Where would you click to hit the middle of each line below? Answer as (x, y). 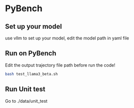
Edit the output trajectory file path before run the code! (60, 65)
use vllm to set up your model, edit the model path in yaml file (67, 38)
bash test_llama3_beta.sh (31, 74)
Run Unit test (25, 89)
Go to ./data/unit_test (26, 101)
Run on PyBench (31, 53)
